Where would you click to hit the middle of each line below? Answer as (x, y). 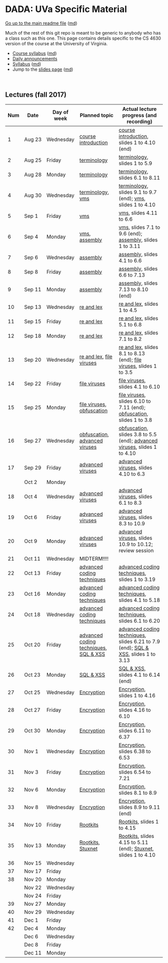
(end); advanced (138, 440)
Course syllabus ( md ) (34, 53)
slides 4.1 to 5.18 (139, 600)
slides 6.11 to (135, 731)
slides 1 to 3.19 (137, 579)
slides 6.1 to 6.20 (139, 621)
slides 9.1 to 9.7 (138, 192)
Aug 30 (33, 195)
